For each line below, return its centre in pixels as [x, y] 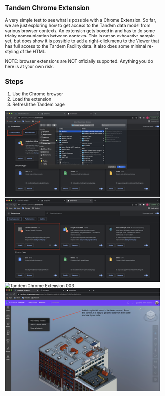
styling [12, 51]
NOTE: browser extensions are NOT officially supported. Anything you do [79, 61]
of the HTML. [33, 51]
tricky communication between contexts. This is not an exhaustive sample [80, 36]
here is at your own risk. [29, 66]
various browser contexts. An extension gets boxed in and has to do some [80, 30]
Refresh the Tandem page [39, 104]
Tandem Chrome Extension [47, 8]
